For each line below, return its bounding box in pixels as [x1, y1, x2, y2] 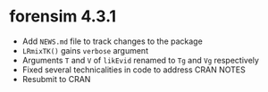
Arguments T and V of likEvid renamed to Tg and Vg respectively [21, 54, 259, 65]
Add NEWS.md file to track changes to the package [21, 36, 203, 46]
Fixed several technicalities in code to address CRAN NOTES [21, 64, 246, 75]
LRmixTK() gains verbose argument [21, 45, 149, 55]
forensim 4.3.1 [9, 6, 117, 27]
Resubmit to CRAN [21, 73, 91, 84]
